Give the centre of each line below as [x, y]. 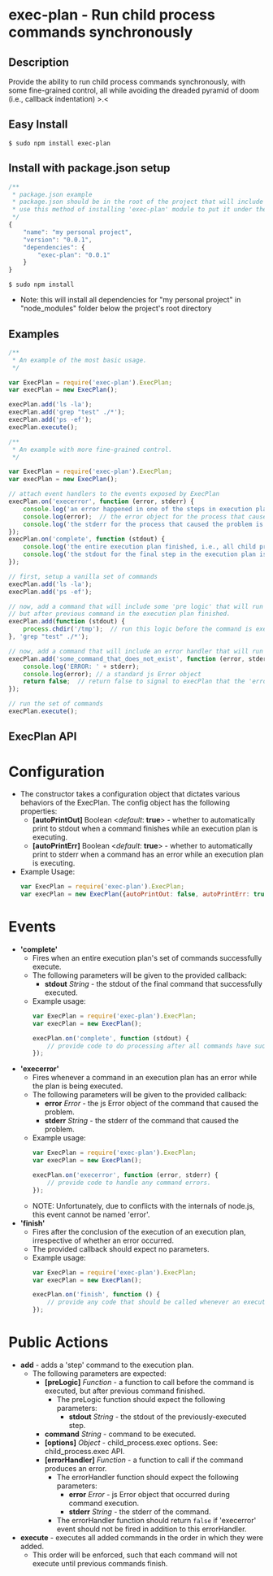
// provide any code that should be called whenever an [144, 1302]
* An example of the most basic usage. [80, 360]
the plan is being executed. [78, 1086]
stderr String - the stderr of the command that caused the [142, 1121]
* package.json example [52, 194]
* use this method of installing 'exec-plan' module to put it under [132, 210]
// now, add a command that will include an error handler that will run [136, 651]
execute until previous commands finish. [100, 1564]
